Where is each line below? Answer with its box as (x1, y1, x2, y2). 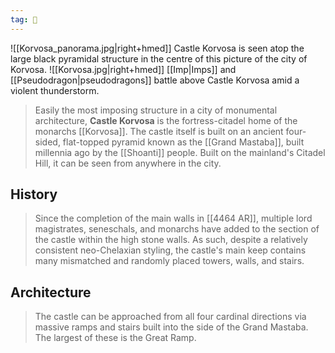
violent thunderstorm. (10, 84, 100, 96)
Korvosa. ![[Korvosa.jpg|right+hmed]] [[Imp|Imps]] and (10, 63, 237, 75)
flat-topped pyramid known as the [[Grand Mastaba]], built (62, 136, 305, 148)
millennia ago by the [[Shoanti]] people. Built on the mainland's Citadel (34, 146, 326, 158)
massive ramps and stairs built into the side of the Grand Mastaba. (34, 321, 309, 333)
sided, (34, 136, 61, 148)
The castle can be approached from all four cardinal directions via (34, 311, 307, 323)
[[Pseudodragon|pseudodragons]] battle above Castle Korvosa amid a (10, 74, 300, 86)
